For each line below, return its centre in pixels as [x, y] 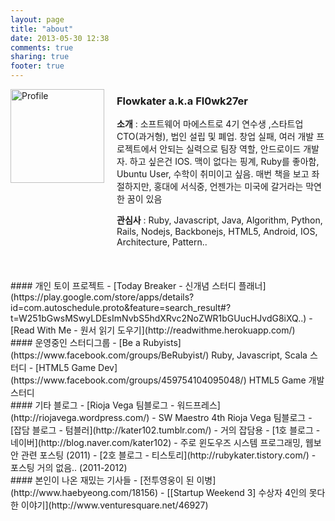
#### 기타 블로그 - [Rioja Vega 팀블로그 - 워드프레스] [115, 405]
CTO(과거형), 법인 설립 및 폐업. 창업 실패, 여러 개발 [215, 137]
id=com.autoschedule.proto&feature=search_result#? [121, 308]
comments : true [42, 47]
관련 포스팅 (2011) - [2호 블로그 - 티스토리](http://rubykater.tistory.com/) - [168, 455]
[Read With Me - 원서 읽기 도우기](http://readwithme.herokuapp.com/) [153, 330]
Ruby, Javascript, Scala [259, 355]
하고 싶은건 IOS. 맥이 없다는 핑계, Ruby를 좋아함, [224, 162]
